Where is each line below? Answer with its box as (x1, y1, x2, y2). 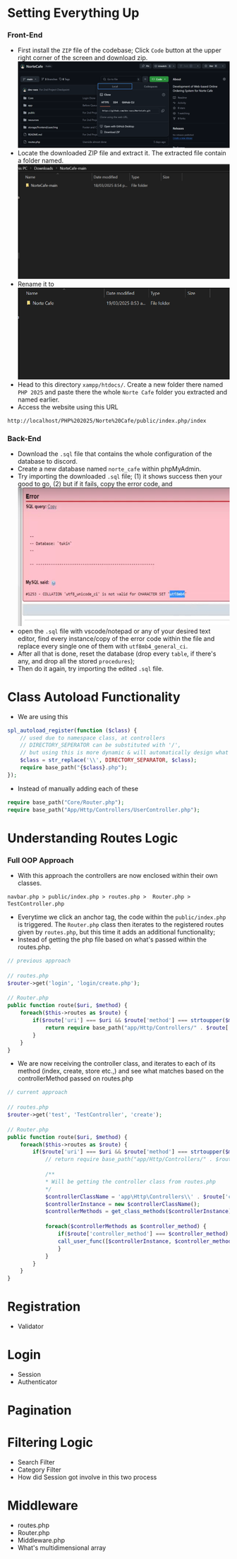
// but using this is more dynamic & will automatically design (20, 750, 213, 757)
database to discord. (17, 457, 78, 466)
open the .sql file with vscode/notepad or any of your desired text (17, 627, 211, 635)
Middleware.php (17, 1536, 66, 1545)
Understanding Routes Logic (7, 830, 178, 846)
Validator (17, 1322, 44, 1331)
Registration (7, 1299, 81, 1315)
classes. (17, 879, 42, 887)
